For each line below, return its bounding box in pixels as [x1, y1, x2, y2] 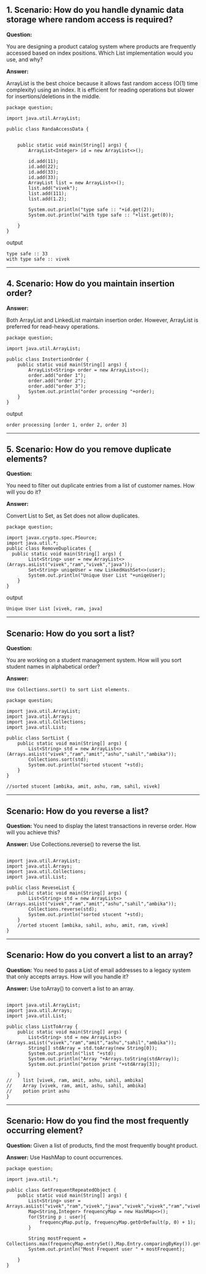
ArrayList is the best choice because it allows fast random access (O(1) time [6, 79, 198, 87]
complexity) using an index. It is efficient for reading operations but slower [6, 86, 194, 93]
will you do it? [6, 488, 41, 496]
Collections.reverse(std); [28, 906, 97, 912]
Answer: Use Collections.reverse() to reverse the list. [6, 841, 141, 848]
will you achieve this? [6, 829, 60, 836]
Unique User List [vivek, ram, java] [6, 606, 103, 612]
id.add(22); [28, 163, 59, 169]
